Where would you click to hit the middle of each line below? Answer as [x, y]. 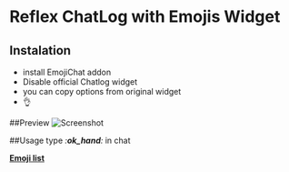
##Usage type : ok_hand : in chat [70, 140]
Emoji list [27, 158]
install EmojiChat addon [67, 72]
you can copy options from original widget [102, 91]
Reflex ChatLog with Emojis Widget [145, 17]
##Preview [30, 123]
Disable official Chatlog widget [80, 82]
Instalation [40, 51]
